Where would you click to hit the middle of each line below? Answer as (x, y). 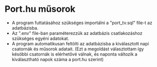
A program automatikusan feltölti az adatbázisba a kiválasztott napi (80, 43)
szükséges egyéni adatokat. (40, 38)
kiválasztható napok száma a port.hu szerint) (58, 59)
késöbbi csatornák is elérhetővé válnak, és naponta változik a (75, 54)
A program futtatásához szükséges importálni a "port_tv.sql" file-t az (82, 23)
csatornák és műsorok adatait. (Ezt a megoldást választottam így (78, 49)
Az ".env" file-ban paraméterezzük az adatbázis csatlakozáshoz (77, 33)
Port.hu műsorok (40, 9)
